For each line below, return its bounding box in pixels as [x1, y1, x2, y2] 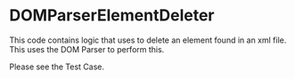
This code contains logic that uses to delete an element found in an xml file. [9, 35, 287, 45]
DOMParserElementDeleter [9, 5, 216, 26]
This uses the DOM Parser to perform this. [9, 43, 165, 54]
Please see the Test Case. [9, 61, 105, 72]
